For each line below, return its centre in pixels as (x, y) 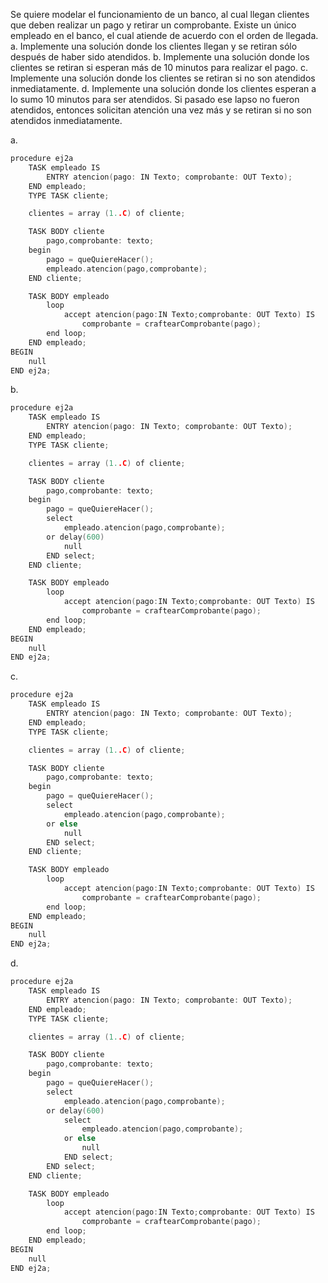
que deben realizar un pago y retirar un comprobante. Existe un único (153, 25)
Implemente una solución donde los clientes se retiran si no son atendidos (163, 78)
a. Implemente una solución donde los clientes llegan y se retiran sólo (154, 46)
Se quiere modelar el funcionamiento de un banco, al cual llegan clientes (160, 14)
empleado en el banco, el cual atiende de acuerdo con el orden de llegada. (164, 35)
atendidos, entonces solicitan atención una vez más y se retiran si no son (161, 110)
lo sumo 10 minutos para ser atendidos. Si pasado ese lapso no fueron (155, 99)
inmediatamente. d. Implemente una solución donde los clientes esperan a (163, 88)
